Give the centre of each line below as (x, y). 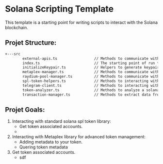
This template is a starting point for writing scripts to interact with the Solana (81, 22)
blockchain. (16, 27)
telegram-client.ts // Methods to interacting (86, 85)
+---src (13, 54)
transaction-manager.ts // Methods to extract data (87, 95)
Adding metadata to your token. (51, 142)
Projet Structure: (31, 43)
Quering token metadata (43, 147)
